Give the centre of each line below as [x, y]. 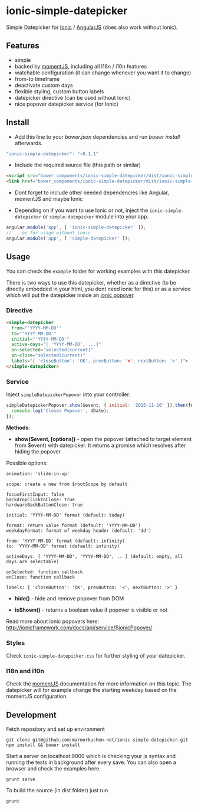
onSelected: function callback [44, 572]
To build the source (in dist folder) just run [57, 791]
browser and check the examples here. [54, 769]
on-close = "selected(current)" [48, 355]
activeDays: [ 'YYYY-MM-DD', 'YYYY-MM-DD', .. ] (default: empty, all [95, 556]
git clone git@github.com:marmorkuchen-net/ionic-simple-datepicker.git [97, 740]
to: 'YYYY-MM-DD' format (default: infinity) [63, 546]
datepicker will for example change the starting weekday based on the [91, 690]
